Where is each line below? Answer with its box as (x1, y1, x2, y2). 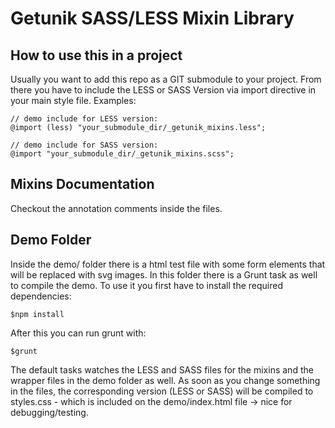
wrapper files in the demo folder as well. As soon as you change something (10, 374, 321, 386)
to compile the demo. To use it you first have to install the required (10, 279, 283, 291)
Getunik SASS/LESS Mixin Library (10, 7, 295, 30)
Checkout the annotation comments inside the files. (10, 202, 223, 214)
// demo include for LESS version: (10, 114, 159, 124)
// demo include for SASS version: (10, 140, 159, 150)
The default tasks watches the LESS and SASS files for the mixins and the (10, 363, 314, 376)
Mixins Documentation (10, 176, 155, 193)
